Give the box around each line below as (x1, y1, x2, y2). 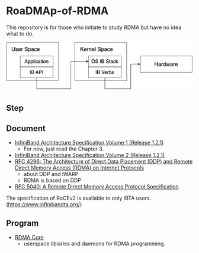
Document (6, 123, 46, 133)
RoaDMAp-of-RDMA (6, 4, 109, 18)
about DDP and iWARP (23, 171, 79, 178)
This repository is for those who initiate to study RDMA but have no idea (6, 24, 182, 31)
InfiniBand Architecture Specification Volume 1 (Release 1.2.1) (14, 139, 164, 146)
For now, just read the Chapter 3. (23, 145, 104, 152)
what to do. (6, 30, 34, 37)
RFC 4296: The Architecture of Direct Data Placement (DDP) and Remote (14, 158, 193, 165)
